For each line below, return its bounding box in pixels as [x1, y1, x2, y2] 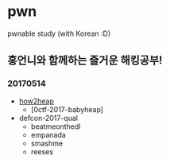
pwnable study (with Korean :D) [7, 29, 111, 38]
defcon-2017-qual [18, 113, 79, 122]
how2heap [18, 96, 55, 106]
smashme [30, 138, 64, 148]
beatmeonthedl [30, 122, 81, 131]
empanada [30, 130, 67, 139]
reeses [30, 146, 53, 157]
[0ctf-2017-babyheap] [30, 104, 104, 114]
